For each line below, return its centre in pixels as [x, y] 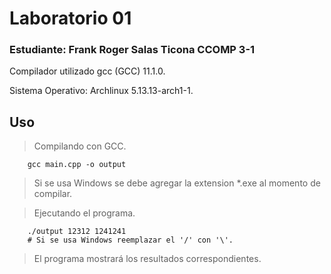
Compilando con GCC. [80, 146]
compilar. [53, 194]
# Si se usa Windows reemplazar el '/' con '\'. [130, 240]
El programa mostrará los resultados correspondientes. [147, 259]
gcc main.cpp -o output [77, 165]
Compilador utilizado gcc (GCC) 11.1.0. [87, 71]
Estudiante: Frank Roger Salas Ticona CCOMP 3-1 [132, 50]
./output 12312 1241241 [77, 232]
